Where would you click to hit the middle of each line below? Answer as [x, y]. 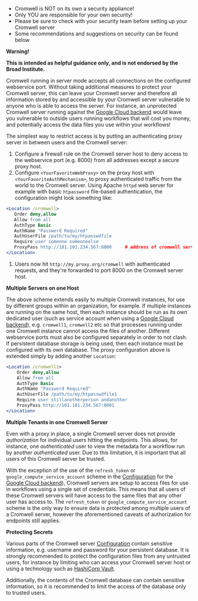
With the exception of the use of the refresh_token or [71, 470]
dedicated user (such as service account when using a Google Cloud [90, 318]
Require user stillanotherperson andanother [72, 400]
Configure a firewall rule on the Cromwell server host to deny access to [101, 154]
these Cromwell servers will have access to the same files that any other [94, 495]
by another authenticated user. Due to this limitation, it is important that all [96, 453]
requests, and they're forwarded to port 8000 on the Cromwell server [99, 270]
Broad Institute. [26, 69]
